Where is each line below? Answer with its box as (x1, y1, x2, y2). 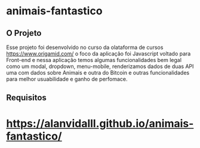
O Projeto (6, 28, 42, 38)
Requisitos (6, 92, 47, 103)
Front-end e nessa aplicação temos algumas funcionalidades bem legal (6, 57, 182, 63)
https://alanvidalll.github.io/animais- (6, 116, 194, 130)
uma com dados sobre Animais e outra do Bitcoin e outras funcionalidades (6, 69, 190, 76)
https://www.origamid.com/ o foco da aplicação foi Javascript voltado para (6, 50, 191, 57)
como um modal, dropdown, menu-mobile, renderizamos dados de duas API (6, 63, 194, 70)
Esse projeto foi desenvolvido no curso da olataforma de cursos (6, 44, 164, 51)
